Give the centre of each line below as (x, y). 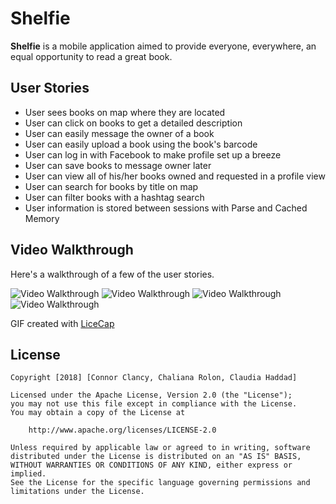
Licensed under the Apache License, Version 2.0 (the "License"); (151, 395)
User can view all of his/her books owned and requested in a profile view (175, 176)
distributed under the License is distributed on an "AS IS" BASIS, (156, 457)
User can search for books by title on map (111, 186)
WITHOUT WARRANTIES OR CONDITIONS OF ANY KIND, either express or (151, 465)
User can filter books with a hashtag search (114, 197)
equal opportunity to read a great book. (91, 56)
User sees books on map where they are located (125, 112)
